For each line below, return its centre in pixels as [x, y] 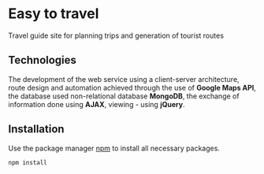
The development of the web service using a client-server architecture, [124, 79]
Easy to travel [54, 14]
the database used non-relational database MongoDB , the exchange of [124, 96]
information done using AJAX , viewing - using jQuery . [97, 104]
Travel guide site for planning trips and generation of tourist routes [116, 35]
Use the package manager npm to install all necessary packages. [114, 148]
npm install [28, 162]
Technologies [43, 60]
